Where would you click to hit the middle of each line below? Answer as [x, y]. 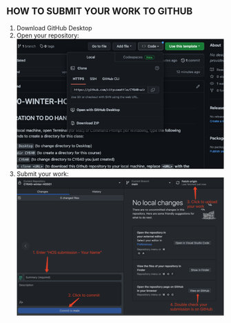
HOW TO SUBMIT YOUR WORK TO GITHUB [100, 11]
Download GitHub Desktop [54, 28]
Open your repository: [48, 35]
